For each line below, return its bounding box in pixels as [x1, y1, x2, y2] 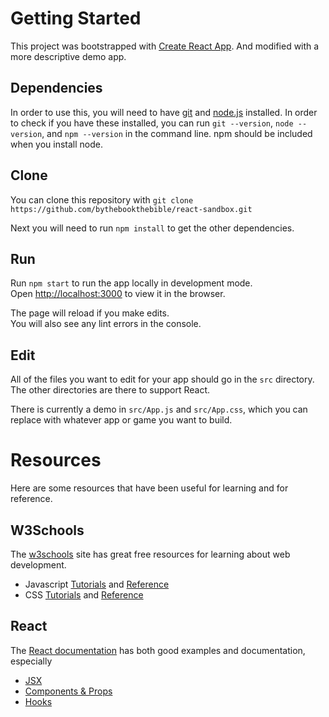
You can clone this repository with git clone [10, 193, 194, 206]
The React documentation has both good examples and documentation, [10, 644, 306, 656]
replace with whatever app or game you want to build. [10, 414, 233, 426]
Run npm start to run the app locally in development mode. [10, 277, 253, 289]
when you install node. [10, 138, 104, 150]
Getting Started [10, 7, 142, 30]
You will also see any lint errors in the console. [10, 318, 202, 330]
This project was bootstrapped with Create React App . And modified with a [10, 40, 320, 52]
